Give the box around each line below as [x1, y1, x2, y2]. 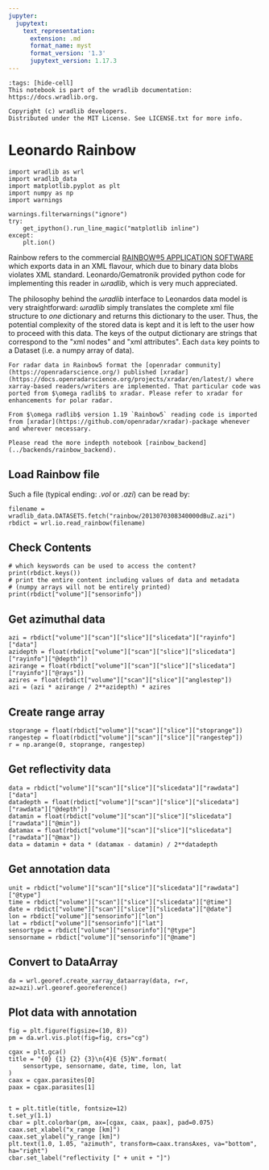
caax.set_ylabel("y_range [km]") [8, 1133, 121, 1141]
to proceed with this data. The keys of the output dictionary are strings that [8, 328, 258, 338]
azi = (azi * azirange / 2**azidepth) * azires [8, 683, 172, 691]
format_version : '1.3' [29, 49, 106, 57]
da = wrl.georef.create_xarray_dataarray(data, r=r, [8, 976, 189, 985]
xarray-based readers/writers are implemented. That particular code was [8, 382, 262, 390]
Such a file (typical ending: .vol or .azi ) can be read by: [8, 489, 191, 499]
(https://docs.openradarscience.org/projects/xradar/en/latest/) [8, 375, 232, 384]
